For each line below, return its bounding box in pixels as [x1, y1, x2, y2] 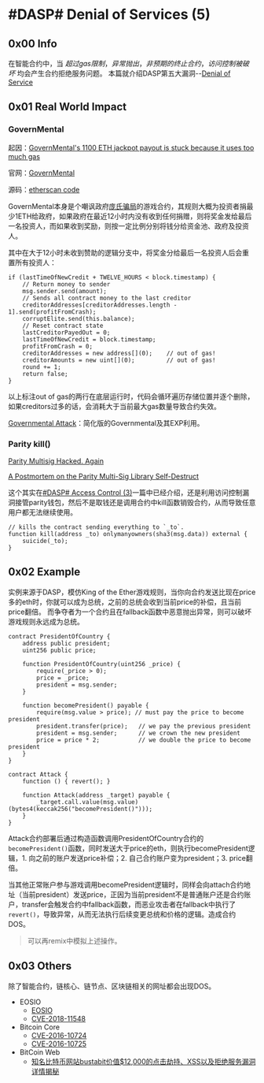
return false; [22, 370, 68, 378]
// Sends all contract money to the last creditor [22, 294, 192, 302]
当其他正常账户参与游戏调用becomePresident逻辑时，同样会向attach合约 [8, 880, 244, 889]
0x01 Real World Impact [8, 100, 127, 114]
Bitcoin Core [19, 1022, 60, 1032]
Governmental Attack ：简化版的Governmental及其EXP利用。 [8, 418, 204, 427]
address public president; [22, 639, 111, 647]
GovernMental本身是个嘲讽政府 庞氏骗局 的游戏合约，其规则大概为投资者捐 [8, 201, 247, 210]
